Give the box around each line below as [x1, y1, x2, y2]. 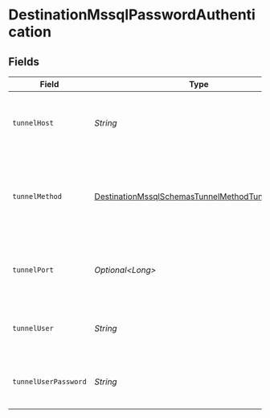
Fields [8, 55, 40, 68]
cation [8, 23, 52, 41]
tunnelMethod [12, 192, 63, 201]
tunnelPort [12, 266, 54, 275]
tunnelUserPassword [12, 377, 87, 386]
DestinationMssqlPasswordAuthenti [8, 6, 256, 24]
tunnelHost [12, 118, 54, 127]
